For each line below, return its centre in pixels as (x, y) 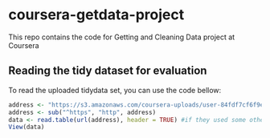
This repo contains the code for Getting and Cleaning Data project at (122, 37)
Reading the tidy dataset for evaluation (108, 71)
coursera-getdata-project (96, 15)
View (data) (27, 127)
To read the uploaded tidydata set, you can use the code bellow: (115, 90)
